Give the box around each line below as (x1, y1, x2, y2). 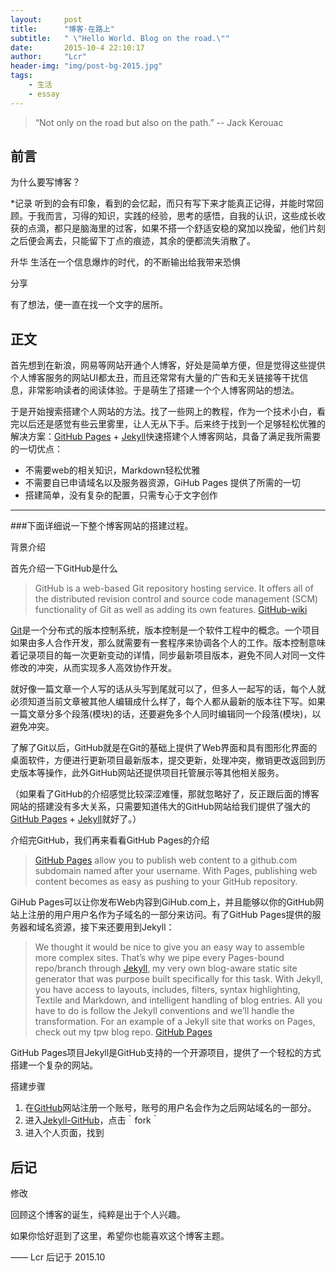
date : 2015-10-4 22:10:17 (10, 42, 145, 53)
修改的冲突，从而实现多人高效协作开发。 (10, 662, 177, 674)
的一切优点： (10, 443, 63, 455)
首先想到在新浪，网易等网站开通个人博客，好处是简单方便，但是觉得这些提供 (10, 359, 326, 371)
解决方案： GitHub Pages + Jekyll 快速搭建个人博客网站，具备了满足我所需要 (10, 431, 322, 443)
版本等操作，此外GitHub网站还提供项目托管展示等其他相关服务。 (18, 767, 285, 779)
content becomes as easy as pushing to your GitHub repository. (34, 876, 298, 888)
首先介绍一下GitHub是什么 (10, 562, 118, 575)
